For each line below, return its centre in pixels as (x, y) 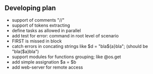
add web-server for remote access (47, 67)
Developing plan (30, 8)
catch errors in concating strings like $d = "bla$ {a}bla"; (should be (80, 46)
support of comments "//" (38, 20)
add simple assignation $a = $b (44, 62)
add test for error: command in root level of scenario (65, 36)
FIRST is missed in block (37, 41)
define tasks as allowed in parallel (46, 30)
